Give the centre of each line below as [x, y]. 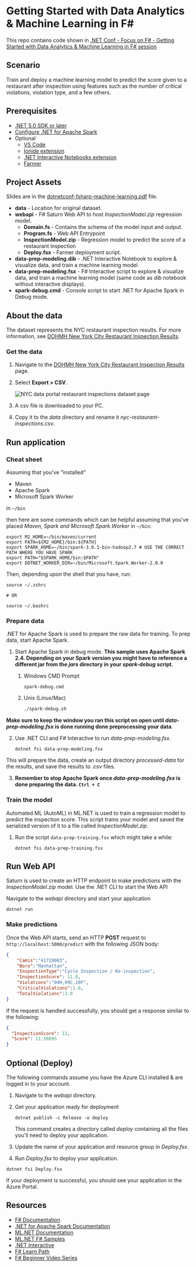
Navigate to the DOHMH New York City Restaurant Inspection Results [100, 364]
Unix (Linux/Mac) [45, 698]
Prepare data [25, 621]
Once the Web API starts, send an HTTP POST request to [76, 937]
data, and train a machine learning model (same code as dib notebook [100, 278]
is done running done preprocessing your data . [114, 727]
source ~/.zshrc [26, 585]
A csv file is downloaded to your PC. [59, 406]
